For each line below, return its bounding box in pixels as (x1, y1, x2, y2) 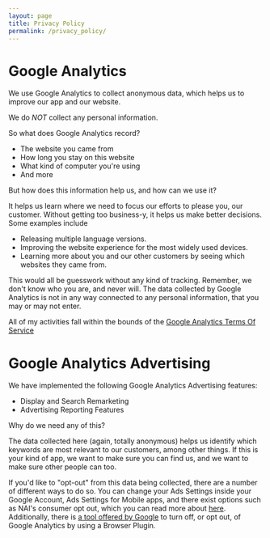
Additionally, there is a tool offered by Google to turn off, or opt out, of (8, 512, 241, 522)
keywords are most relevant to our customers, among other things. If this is (8, 445, 259, 455)
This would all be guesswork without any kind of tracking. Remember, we (8, 276, 252, 286)
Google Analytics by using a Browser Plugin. (8, 521, 156, 531)
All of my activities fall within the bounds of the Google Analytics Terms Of (8, 317, 256, 327)
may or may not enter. (8, 301, 82, 311)
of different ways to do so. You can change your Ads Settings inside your (8, 486, 252, 496)
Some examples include (8, 218, 88, 228)
